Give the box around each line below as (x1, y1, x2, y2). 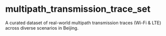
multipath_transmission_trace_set (5, 3, 151, 15)
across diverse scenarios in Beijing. (5, 25, 79, 31)
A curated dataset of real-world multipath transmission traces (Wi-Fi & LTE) (5, 20, 161, 26)
